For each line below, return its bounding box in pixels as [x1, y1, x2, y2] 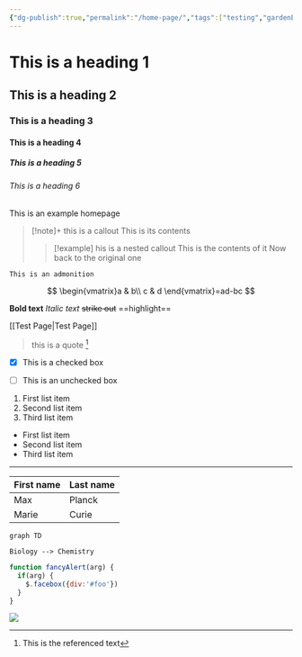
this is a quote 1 [31, 338, 89, 350]
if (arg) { [17, 571, 54, 580]
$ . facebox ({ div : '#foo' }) [25, 580, 119, 589]
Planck [68, 494, 99, 507]
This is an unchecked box [22, 375, 118, 386]
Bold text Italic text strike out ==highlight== [9, 303, 172, 314]
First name [13, 479, 61, 491]
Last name [68, 479, 115, 491]
